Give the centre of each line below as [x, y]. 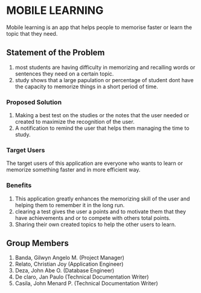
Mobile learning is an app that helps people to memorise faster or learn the [99, 27]
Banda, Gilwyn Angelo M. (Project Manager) [70, 258]
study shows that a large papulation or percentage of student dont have [104, 80]
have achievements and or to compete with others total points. [93, 217]
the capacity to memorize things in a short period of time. [86, 86]
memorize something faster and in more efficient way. [73, 170]
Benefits [19, 185]
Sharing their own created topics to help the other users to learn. [95, 224]
